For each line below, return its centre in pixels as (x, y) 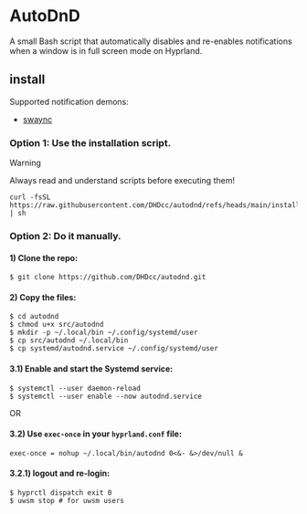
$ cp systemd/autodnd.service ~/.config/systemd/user (114, 349)
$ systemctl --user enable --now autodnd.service (106, 396)
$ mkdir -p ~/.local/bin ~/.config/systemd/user (104, 333)
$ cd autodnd (34, 317)
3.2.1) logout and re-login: (60, 473)
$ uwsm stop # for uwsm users (67, 500)
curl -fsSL (30, 197)
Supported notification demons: (69, 101)
